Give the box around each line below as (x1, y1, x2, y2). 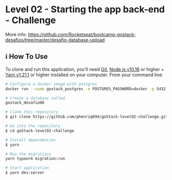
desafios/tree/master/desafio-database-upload (5, 37, 105, 43)
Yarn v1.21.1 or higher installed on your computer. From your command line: (5, 72, 164, 78)
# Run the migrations (5, 151, 52, 156)
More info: (5, 31, 27, 37)
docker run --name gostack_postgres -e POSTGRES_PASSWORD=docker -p (5, 86, 155, 92)
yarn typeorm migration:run (5, 156, 66, 162)
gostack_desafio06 (5, 100, 45, 105)
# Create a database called (5, 96, 66, 101)
